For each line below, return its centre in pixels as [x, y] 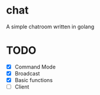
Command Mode [35, 67]
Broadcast [27, 73]
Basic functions [34, 80]
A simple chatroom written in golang [50, 27]
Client [22, 87]
